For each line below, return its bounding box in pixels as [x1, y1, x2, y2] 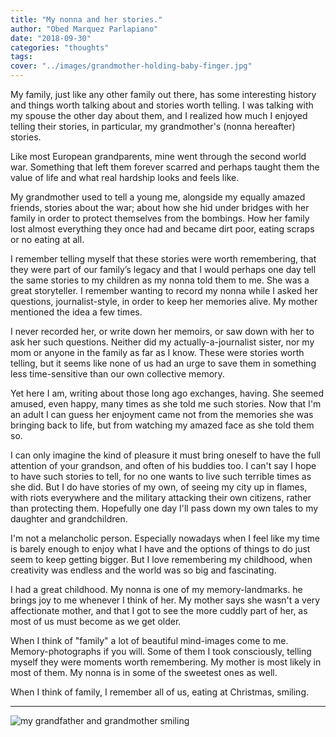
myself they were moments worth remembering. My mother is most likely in [10, 656, 322, 668]
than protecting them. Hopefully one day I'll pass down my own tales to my [10, 502, 319, 514]
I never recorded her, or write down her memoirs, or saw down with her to [10, 326, 315, 337]
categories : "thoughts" [10, 42, 110, 53]
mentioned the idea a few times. [10, 306, 143, 318]
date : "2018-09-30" [10, 33, 92, 43]
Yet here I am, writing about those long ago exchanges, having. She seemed [10, 387, 325, 399]
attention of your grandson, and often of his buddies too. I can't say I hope [10, 460, 317, 471]
